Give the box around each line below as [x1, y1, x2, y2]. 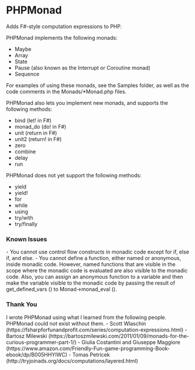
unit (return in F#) [14, 129, 57, 136]
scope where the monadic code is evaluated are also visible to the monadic [6, 267, 188, 274]
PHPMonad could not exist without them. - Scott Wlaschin [6, 320, 146, 327]
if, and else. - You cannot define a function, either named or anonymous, [6, 255, 182, 262]
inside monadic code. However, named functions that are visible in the [6, 261, 176, 268]
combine [14, 148, 36, 155]
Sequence [14, 70, 40, 77]
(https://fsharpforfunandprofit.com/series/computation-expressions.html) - [6, 326, 187, 333]
